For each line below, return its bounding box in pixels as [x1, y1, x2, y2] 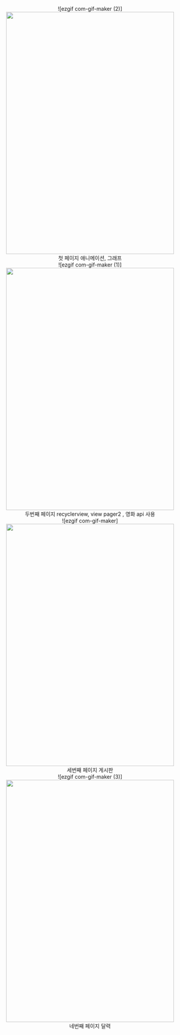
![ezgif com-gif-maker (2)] [57, 5, 123, 12]
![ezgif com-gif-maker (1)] [58, 261, 122, 268]
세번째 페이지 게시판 [67, 767, 113, 773]
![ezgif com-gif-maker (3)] [57, 773, 123, 780]
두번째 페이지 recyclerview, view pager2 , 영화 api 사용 [24, 510, 156, 517]
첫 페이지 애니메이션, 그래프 [58, 255, 122, 261]
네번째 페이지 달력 [69, 1022, 111, 1030]
